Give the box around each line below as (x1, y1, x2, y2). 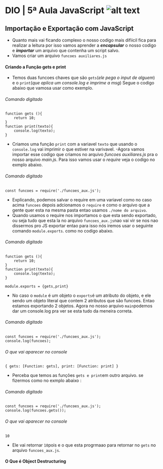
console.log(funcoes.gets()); (5, 408, 67, 413)
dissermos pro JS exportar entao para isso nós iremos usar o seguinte (12, 222, 153, 229)
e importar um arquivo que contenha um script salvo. (12, 48, 120, 53)
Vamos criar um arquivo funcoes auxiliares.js (12, 53, 107, 59)
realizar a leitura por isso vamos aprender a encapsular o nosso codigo (12, 42, 157, 48)
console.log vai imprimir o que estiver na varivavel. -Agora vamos (12, 146, 145, 152)
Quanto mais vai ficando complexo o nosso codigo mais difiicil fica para (12, 37, 157, 43)
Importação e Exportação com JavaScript (5, 24, 134, 33)
